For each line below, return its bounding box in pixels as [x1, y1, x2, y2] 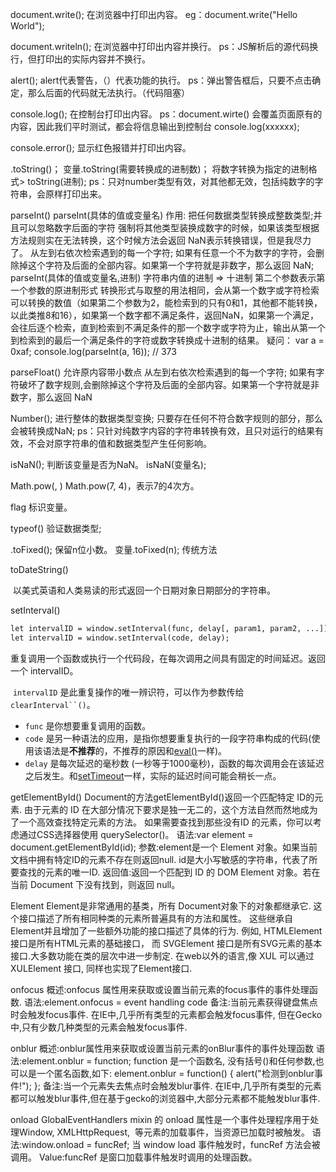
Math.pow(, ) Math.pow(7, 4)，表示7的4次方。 [10, 480, 200, 492]
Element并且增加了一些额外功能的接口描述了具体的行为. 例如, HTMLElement [10, 924, 323, 937]
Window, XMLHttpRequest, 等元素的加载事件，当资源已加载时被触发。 [18, 1126, 310, 1138]
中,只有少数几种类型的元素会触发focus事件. [10, 1021, 188, 1033]
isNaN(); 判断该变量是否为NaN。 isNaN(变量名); [10, 459, 207, 470]
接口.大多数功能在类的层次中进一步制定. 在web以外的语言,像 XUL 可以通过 [10, 949, 315, 962]
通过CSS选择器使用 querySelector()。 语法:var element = [18, 828, 254, 840]
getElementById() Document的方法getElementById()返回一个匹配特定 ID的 [10, 791, 315, 803]
